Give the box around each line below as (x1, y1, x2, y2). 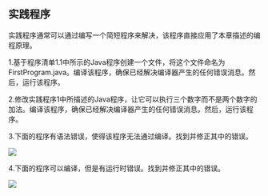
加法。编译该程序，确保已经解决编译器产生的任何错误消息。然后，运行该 (8, 104, 246, 114)
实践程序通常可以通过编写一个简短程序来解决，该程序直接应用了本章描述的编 (8, 30, 261, 40)
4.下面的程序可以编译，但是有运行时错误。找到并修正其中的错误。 (8, 163, 226, 173)
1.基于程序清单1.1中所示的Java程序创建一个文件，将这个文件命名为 (8, 57, 226, 66)
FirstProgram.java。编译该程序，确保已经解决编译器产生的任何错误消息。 (8, 67, 249, 77)
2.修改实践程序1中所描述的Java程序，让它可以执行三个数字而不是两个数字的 (8, 94, 258, 104)
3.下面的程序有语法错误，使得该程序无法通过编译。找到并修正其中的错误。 (8, 131, 254, 141)
